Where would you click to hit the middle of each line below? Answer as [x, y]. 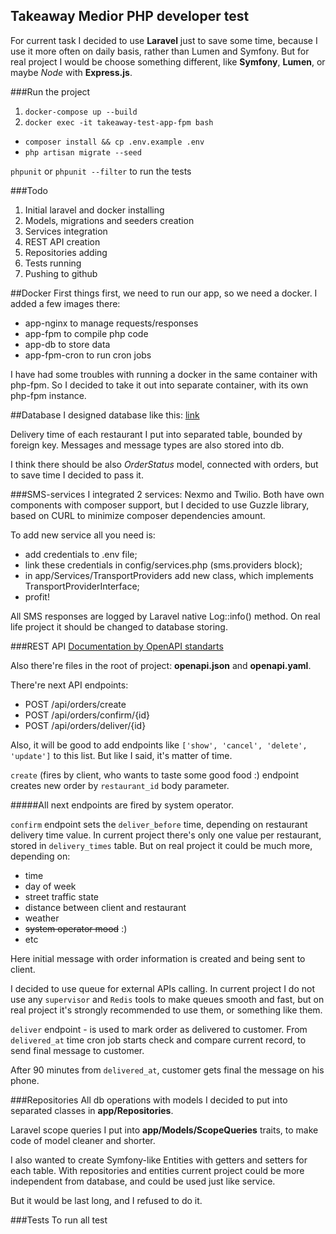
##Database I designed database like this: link [105, 415]
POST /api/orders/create [75, 704]
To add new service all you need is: [83, 535]
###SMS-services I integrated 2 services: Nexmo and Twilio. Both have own [167, 494]
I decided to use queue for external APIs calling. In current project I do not [163, 988]
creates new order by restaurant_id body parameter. [120, 785]
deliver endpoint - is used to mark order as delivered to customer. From [159, 1029]
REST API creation [62, 241]
